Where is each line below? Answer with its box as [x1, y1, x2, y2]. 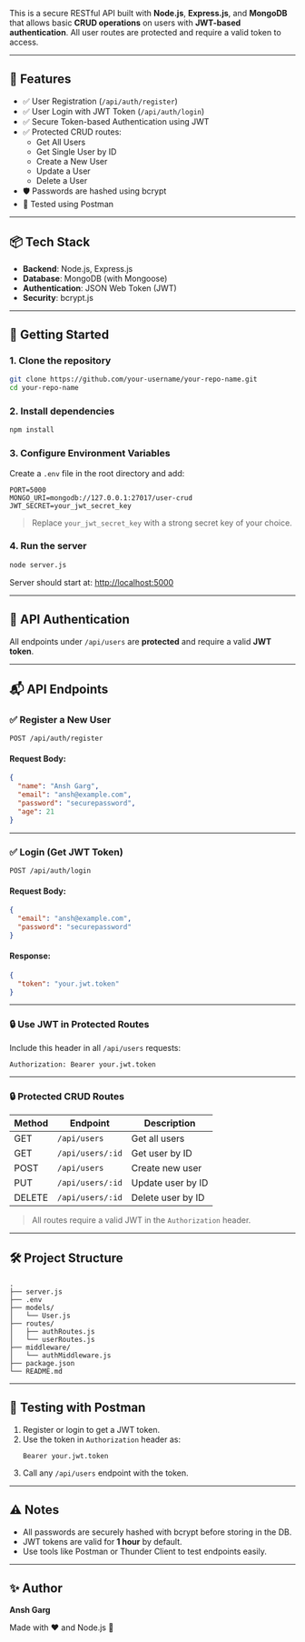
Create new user [131, 1162, 202, 1175]
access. [9, 36, 39, 47]
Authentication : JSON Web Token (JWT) [22, 282, 177, 294]
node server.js [9, 560, 67, 569]
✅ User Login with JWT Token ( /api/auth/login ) [22, 105, 205, 116]
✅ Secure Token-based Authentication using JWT [22, 115, 210, 126]
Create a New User [35, 155, 108, 166]
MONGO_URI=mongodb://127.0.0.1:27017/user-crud [9, 493, 193, 503]
